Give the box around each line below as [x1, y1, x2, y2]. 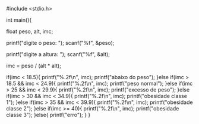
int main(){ [6, 17, 32, 23]
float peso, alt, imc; [6, 28, 53, 35]
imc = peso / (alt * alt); [6, 62, 61, 69]
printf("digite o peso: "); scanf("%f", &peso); [6, 40, 115, 46]
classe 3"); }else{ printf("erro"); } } [6, 112, 91, 118]
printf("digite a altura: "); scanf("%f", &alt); [6, 51, 110, 58]
